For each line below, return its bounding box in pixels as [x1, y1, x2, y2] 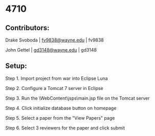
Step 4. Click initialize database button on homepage [5, 105, 117, 111]
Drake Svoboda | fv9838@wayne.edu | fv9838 [5, 37, 104, 43]
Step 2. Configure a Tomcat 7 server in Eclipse [5, 85, 103, 91]
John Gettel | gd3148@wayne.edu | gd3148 [5, 47, 97, 53]
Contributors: [5, 24, 50, 32]
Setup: [5, 62, 27, 71]
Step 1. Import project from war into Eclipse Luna [5, 75, 108, 81]
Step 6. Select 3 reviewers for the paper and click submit [5, 125, 125, 131]
